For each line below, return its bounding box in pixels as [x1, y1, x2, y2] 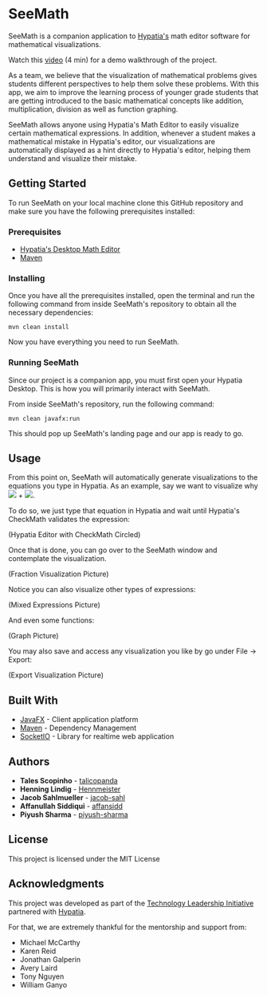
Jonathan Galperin [19, 954, 81, 964]
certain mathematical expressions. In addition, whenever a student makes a [8, 128, 257, 138]
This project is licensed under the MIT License [8, 854, 161, 863]
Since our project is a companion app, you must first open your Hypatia [8, 375, 243, 385]
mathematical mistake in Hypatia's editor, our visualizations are [8, 136, 215, 146]
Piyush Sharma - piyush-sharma [19, 810, 129, 819]
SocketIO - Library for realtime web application [19, 732, 175, 741]
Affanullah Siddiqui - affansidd [19, 802, 124, 811]
